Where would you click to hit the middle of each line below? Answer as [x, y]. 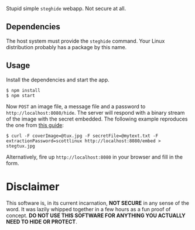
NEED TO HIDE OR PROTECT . [42, 221]
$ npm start [20, 95]
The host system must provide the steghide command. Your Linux [85, 41]
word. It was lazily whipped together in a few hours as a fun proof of [88, 209]
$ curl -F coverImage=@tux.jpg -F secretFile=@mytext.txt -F [82, 136]
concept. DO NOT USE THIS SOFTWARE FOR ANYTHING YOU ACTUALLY [96, 215]
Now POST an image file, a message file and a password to [76, 106]
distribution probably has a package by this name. [66, 47]
